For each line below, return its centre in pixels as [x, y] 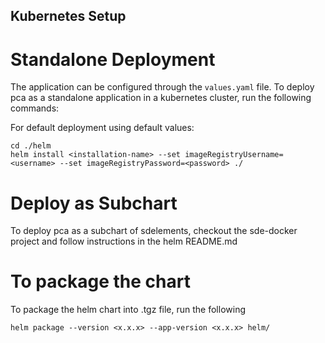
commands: [35, 108]
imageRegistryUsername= [234, 155]
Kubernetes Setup [68, 16]
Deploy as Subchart [94, 203]
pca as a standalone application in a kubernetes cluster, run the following [161, 98]
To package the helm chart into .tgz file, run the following [128, 310]
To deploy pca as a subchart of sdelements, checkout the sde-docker [154, 231]
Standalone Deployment [113, 59]
